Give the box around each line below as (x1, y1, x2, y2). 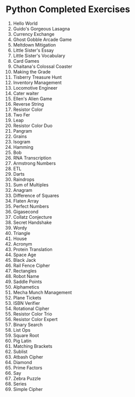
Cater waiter (13, 90, 39, 96)
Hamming (13, 144, 33, 150)
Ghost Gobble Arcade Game (13, 36, 72, 43)
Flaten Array (13, 197, 39, 204)
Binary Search (13, 322, 43, 328)
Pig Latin (13, 338, 32, 344)
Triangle (13, 230, 31, 236)
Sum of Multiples (13, 181, 49, 188)
